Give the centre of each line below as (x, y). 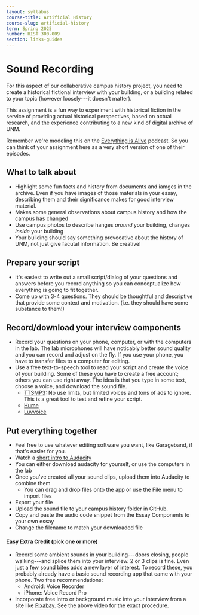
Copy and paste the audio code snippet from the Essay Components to (102, 515)
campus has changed (42, 218)
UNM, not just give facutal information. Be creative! (78, 243)
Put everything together (52, 430)
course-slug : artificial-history (48, 23)
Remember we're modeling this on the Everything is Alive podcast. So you (97, 141)
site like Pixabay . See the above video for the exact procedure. (92, 605)
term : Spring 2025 (29, 28)
